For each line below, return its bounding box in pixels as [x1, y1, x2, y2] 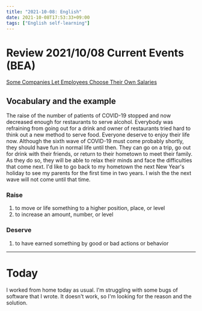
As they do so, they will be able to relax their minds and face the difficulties [6, 157, 192, 164]
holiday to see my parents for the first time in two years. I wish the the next [6, 170, 191, 177]
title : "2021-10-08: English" [6, 8, 82, 15]
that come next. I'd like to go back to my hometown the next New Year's [6, 163, 185, 170]
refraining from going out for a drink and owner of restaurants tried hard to [6, 125, 191, 132]
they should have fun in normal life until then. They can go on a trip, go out [6, 144, 191, 151]
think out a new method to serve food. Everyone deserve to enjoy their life [6, 131, 190, 138]
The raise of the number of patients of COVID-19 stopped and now [6, 112, 171, 119]
